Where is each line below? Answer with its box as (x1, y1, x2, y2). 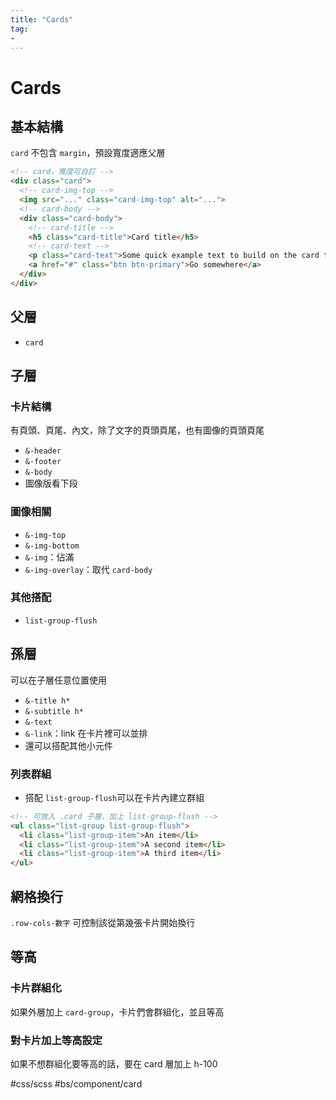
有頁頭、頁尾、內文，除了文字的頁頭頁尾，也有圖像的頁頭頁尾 (10, 424, 265, 436)
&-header (24, 446, 62, 456)
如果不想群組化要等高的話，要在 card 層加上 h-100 (10, 1058, 218, 1070)
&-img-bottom (24, 541, 80, 551)
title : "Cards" (10, 14, 74, 25)
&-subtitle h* (24, 706, 84, 716)
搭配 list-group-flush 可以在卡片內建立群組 (24, 791, 205, 803)
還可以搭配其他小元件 (24, 739, 113, 751)
